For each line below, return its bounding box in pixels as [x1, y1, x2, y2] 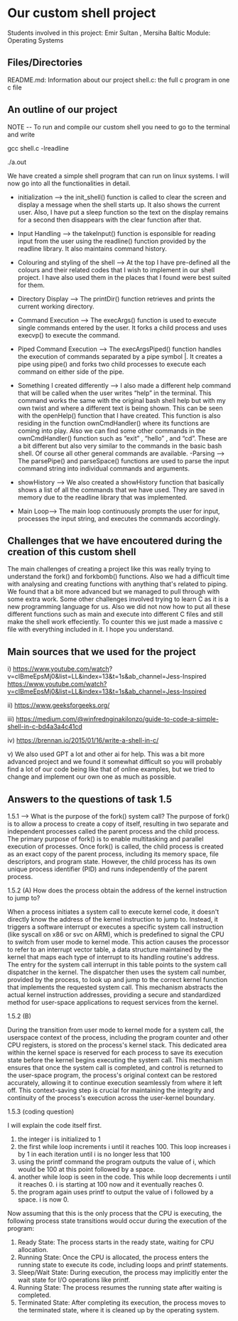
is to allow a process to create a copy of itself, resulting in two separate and [7, 819, 229, 828]
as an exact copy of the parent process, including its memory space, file [7, 850, 219, 858]
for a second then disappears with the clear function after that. [17, 215, 202, 224]
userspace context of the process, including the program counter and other [7, 1033, 229, 1042]
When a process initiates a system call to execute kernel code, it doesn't [7, 907, 220, 916]
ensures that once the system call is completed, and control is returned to [7, 1064, 224, 1072]
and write [7, 130, 36, 139]
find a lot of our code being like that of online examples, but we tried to [7, 765, 215, 774]
